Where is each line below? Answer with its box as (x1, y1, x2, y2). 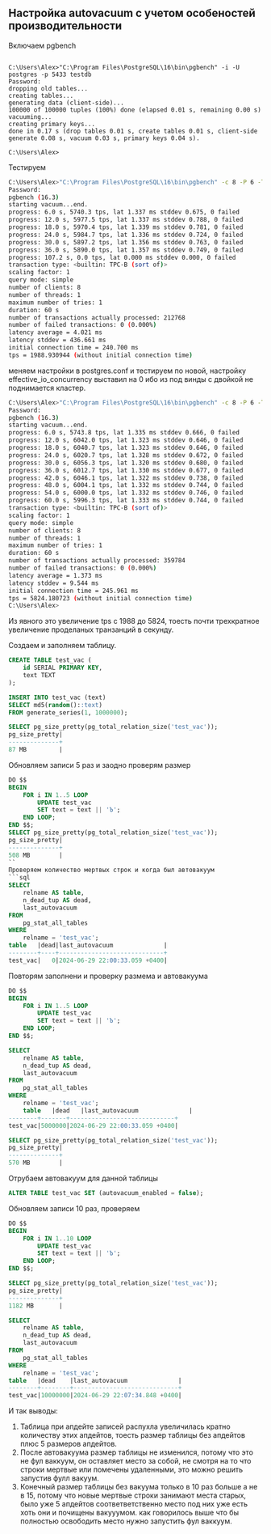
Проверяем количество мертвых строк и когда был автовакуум (8, 866, 215, 875)
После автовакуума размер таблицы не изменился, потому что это (19, 1447, 254, 1457)
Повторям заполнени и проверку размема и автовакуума (8, 971, 208, 981)
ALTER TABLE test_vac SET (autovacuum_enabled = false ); (8, 1189, 204, 1197)
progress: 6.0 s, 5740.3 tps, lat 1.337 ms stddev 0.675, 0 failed (8, 208, 240, 217)
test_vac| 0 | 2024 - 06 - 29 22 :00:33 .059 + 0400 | (8, 956, 168, 964)
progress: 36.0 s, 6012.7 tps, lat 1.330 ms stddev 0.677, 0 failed (8, 466, 244, 474)
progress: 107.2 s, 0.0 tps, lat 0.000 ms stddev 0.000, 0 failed (8, 253, 236, 261)
